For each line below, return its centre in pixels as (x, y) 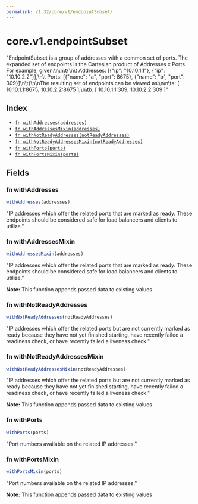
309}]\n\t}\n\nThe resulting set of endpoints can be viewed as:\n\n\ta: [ (93, 83)
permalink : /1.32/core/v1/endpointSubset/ (59, 12)
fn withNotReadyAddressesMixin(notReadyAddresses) (79, 142)
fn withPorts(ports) (40, 148)
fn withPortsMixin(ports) (47, 155)
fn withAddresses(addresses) (51, 123)
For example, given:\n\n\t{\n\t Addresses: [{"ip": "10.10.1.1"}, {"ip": (86, 70)
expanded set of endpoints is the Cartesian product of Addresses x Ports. (96, 64)
